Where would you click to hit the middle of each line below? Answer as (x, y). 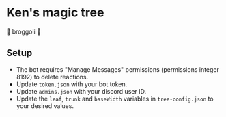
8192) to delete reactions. (52, 77)
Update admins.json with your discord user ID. (81, 91)
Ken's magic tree (55, 13)
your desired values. (45, 106)
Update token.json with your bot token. (72, 84)
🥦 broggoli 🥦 (24, 31)
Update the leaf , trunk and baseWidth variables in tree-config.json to (115, 99)
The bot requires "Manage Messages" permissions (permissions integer (118, 69)
